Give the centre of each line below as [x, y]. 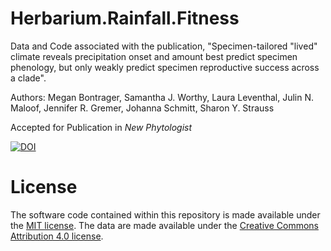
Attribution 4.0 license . [57, 236]
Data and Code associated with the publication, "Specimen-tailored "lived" [164, 46]
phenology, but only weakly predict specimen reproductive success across [165, 67]
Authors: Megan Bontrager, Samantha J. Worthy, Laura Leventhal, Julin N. [162, 97]
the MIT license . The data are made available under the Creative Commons [164, 225]
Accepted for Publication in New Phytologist [101, 127]
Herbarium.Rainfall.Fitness [125, 18]
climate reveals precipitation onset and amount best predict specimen [154, 56]
